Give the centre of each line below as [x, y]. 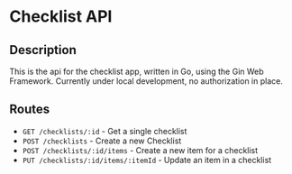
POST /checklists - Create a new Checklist [102, 141]
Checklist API [61, 17]
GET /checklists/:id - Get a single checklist [105, 131]
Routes [30, 110]
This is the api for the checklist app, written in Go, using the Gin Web [137, 71]
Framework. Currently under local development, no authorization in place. [146, 81]
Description [43, 50]
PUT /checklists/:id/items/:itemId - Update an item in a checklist [147, 160]
